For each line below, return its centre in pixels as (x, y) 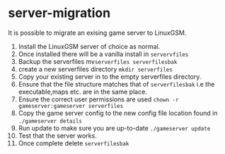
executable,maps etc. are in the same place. (82, 92)
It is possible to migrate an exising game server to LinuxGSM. (97, 33)
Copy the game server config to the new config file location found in (118, 113)
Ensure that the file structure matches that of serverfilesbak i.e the (116, 84)
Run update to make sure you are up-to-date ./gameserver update (114, 128)
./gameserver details (50, 121)
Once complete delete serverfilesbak (74, 143)
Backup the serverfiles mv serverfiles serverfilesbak (98, 61)
